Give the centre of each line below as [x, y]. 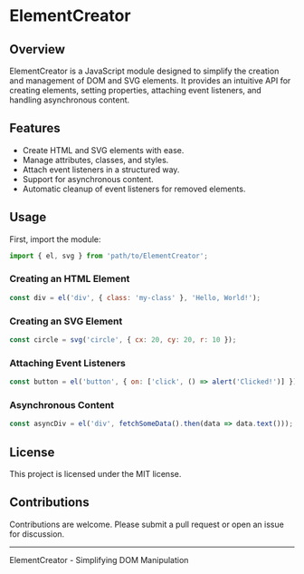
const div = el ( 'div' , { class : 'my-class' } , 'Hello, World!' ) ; [135, 297]
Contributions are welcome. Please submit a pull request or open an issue [147, 524]
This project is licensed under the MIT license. [95, 474]
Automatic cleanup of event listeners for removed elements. [134, 189]
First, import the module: [55, 239]
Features [35, 128]
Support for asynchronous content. [88, 179]
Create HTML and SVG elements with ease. [103, 150]
